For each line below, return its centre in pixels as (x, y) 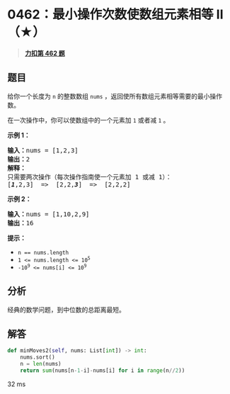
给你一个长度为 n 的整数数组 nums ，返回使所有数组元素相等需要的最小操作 (115, 96)
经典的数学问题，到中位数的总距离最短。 (66, 310)
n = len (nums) (41, 364)
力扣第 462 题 (45, 53)
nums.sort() (38, 358)
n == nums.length (43, 252)
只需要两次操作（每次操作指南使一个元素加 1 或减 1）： (90, 177)
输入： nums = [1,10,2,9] (48, 214)
